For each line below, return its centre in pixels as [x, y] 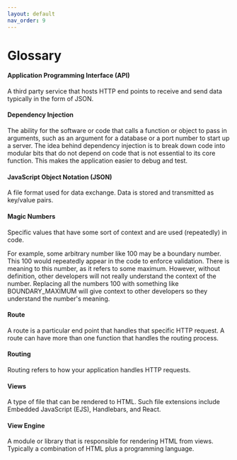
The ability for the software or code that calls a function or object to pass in [117, 131]
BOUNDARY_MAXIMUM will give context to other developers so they [108, 291]
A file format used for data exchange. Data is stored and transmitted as [111, 192]
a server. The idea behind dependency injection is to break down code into [116, 146]
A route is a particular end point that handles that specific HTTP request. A [116, 330]
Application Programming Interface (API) [69, 76]
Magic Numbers [31, 216]
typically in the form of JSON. [51, 98]
